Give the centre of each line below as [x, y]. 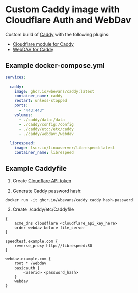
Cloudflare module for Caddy [43, 44]
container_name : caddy [38, 96]
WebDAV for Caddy [33, 49]
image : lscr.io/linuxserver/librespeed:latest [65, 148]
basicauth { [27, 268]
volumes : [24, 115]
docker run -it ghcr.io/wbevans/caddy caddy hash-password [69, 200]
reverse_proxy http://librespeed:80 [53, 246]
